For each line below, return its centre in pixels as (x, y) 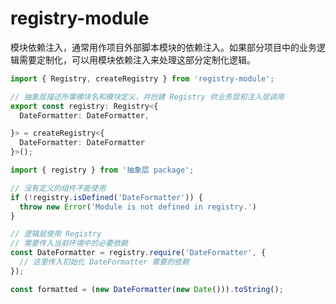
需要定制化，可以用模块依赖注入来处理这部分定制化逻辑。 (137, 59)
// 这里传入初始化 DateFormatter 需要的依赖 (104, 262)
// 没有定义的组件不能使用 (58, 188)
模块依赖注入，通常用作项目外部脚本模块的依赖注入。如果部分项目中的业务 (163, 47)
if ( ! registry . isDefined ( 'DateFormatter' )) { (106, 197)
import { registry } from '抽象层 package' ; (102, 170)
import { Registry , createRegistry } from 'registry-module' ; (142, 78)
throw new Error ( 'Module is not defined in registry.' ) (138, 207)
